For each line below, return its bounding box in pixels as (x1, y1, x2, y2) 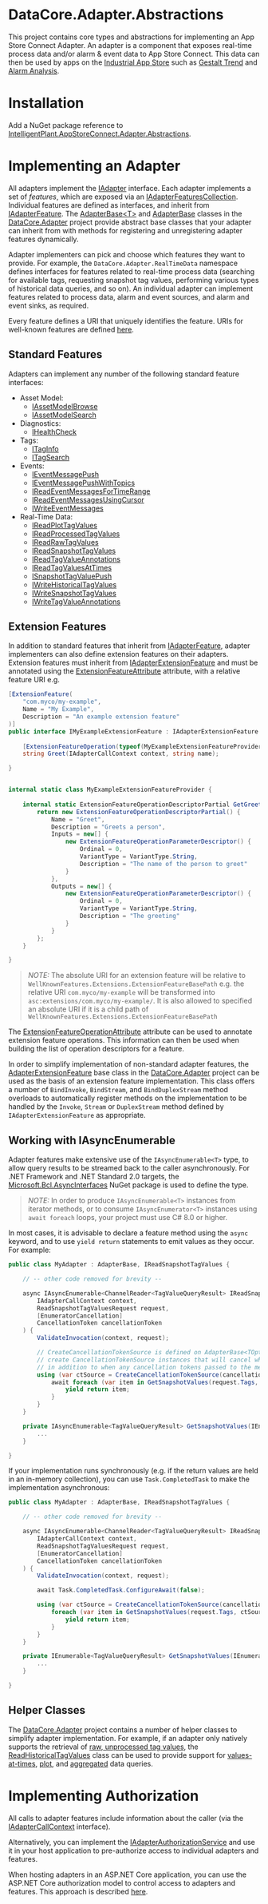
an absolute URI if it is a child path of (27, 1004, 149, 1014)
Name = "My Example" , (22, 706, 94, 714)
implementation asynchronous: (8, 1483, 110, 1493)
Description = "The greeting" (79, 912, 180, 920)
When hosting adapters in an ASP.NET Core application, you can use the (8, 1870, 247, 1879)
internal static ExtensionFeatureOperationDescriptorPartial (22, 801, 230, 809)
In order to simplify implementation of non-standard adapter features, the (8, 1059, 250, 1069)
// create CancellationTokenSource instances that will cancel (37, 1356, 251, 1364)
